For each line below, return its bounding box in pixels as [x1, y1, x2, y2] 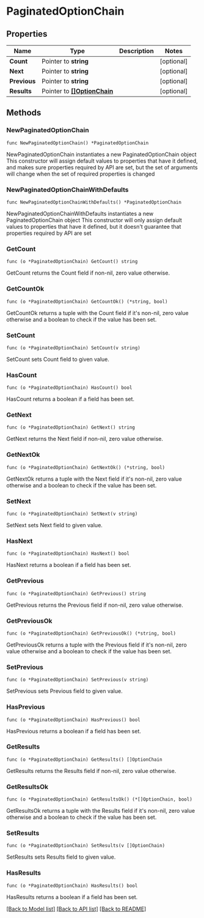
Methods [6, 108, 42, 118]
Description [118, 47, 154, 55]
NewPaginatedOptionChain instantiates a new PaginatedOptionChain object [6, 150, 197, 158]
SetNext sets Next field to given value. [6, 522, 103, 529]
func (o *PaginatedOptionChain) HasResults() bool [6, 883, 138, 889]
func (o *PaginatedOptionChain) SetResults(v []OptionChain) [6, 843, 166, 849]
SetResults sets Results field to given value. [6, 853, 116, 861]
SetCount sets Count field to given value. [6, 355, 110, 363]
